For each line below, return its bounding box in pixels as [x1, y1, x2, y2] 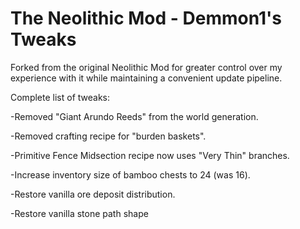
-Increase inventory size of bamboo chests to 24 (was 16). [10, 168, 251, 181]
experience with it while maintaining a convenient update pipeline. [10, 72, 283, 84]
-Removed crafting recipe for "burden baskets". [10, 130, 207, 142]
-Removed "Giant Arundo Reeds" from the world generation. [10, 110, 259, 122]
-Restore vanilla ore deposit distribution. [10, 188, 176, 200]
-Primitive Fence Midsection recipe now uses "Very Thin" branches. [10, 149, 290, 161]
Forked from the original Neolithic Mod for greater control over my [10, 61, 283, 73]
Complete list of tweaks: [10, 91, 111, 103]
